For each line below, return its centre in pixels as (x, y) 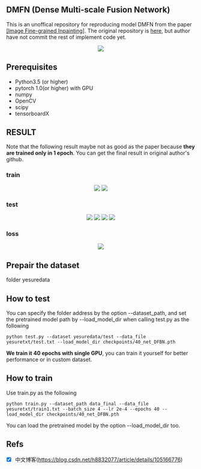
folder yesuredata (28, 280)
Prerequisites (32, 67)
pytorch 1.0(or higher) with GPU (54, 88)
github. (15, 160)
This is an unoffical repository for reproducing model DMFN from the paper (99, 24)
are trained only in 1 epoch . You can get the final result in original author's (98, 153)
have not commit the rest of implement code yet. (66, 37)
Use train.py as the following (41, 393)
